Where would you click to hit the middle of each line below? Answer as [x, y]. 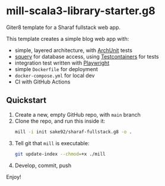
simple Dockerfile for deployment [56, 69]
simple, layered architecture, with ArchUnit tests [73, 50]
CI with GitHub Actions [42, 82]
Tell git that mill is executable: [52, 143]
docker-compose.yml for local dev [55, 75]
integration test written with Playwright [62, 63]
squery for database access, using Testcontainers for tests [87, 56]
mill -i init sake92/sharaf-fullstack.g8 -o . [73, 132]
